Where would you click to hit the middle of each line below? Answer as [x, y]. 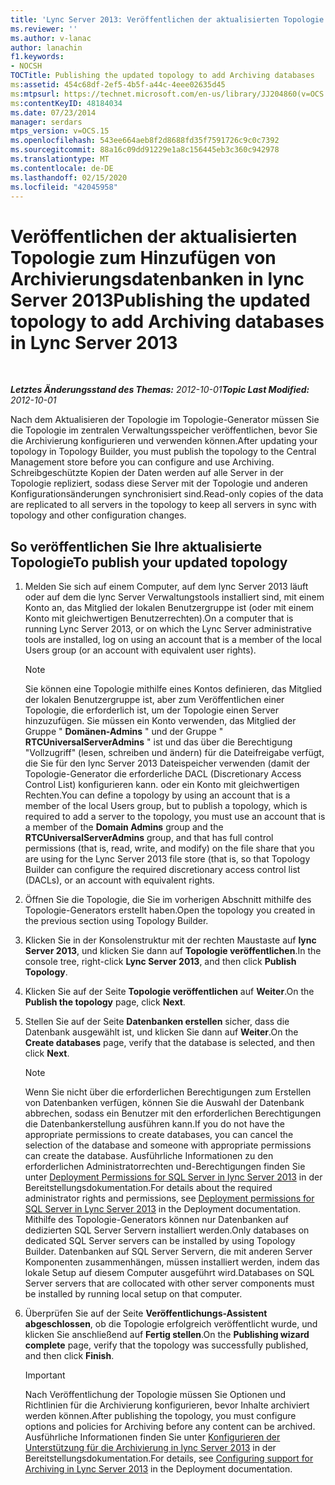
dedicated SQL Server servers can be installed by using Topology [160, 1241]
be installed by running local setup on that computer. [133, 1294]
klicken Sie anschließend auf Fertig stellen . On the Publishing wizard [167, 1335]
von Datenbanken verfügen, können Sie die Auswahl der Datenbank [164, 1103]
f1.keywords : [37, 57]
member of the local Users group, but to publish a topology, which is [166, 806]
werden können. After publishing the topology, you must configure [160, 1416]
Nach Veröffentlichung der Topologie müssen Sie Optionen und [155, 1395]
